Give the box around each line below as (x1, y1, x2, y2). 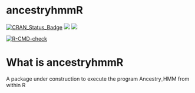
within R (6, 81, 26, 88)
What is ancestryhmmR (6, 56, 124, 69)
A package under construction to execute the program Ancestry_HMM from (6, 75, 190, 82)
